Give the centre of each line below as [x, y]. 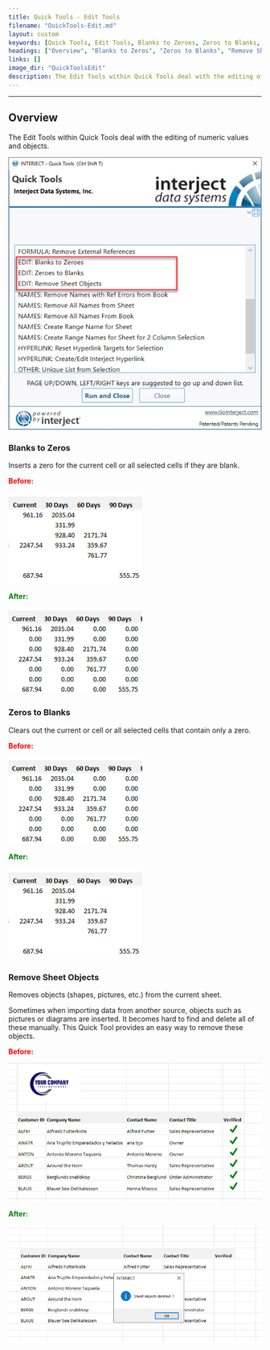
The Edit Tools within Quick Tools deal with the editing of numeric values [129, 137]
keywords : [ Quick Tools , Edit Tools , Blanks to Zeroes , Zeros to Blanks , [135, 43]
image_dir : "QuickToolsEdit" [57, 69]
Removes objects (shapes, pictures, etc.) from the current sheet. [115, 995]
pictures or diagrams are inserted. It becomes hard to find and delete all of [131, 1019]
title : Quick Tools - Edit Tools [64, 17]
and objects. [29, 146]
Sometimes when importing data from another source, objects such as [125, 1011]
